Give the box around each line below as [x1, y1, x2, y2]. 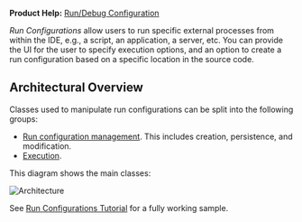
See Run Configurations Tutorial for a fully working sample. [9, 202, 229, 213]
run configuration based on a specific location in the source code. [9, 54, 254, 64]
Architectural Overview [9, 80, 144, 96]
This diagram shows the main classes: [9, 167, 151, 179]
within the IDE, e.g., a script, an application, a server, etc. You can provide [9, 35, 284, 45]
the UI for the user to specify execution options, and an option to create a [9, 44, 282, 55]
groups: [9, 113, 39, 125]
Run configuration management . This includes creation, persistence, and [22, 131, 293, 142]
